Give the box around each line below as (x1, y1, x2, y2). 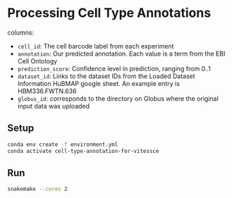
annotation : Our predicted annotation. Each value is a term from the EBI (17, 49, 226, 58)
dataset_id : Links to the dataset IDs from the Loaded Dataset (17, 72, 195, 80)
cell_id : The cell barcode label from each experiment (17, 42, 174, 50)
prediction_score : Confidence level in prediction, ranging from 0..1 (17, 64, 212, 73)
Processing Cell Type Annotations (7, 5, 212, 21)
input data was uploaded (17, 101, 90, 110)
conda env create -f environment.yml (7, 141, 118, 148)
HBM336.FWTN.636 (17, 87, 77, 95)
